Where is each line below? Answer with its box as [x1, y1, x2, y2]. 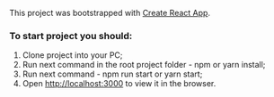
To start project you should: [9, 29, 133, 42]
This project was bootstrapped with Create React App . [9, 8, 211, 18]
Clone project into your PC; [22, 50, 123, 61]
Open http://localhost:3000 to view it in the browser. [22, 78, 217, 89]
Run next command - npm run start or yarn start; [22, 69, 203, 79]
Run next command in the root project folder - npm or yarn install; [22, 60, 266, 70]
